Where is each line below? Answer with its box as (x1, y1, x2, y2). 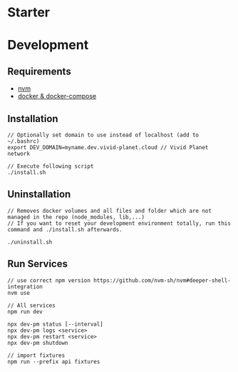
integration (7, 283, 43, 290)
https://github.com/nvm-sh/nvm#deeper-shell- (93, 276, 232, 284)
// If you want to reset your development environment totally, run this (7, 219, 232, 227)
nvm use (7, 289, 31, 296)
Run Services (7, 258, 68, 270)
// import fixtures (7, 351, 66, 359)
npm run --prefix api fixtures (7, 358, 100, 365)
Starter (7, 4, 50, 21)
